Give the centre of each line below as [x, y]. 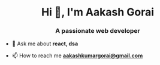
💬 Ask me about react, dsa [45, 44]
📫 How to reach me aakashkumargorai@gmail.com [77, 55]
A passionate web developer [98, 31]
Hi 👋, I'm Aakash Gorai [98, 12]
